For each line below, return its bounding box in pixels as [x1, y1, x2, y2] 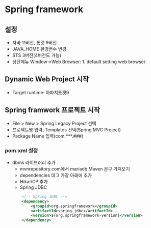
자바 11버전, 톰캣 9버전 [12, 40, 57, 45]
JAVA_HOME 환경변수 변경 [12, 46, 67, 52]
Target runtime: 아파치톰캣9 [12, 89, 69, 95]
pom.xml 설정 [5, 147, 38, 154]
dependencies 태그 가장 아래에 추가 [19, 172, 92, 178]
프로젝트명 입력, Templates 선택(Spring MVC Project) [12, 126, 121, 133]
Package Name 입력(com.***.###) [12, 133, 84, 139]
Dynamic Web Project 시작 [5, 75, 89, 83]
